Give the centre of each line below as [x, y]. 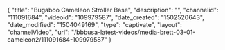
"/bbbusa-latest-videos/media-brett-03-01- [134, 32]
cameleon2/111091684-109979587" [57, 40]
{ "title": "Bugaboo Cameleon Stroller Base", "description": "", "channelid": [113, 10]
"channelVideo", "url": [39, 32]
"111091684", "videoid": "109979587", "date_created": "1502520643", [106, 17]
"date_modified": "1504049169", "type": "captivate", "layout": [94, 25]
